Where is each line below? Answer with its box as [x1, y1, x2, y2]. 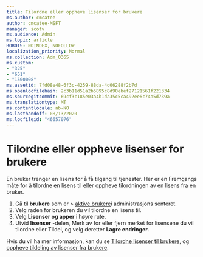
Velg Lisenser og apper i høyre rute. [15, 213, 106, 221]
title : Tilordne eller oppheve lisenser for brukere [6, 9, 143, 15]
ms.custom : [6, 60, 34, 66]
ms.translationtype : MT [6, 99, 67, 105]
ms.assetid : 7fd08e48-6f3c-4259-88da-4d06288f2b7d [6, 83, 137, 89]
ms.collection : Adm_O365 [6, 54, 69, 60]
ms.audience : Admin [6, 32, 56, 38]
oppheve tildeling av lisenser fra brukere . [6, 244, 109, 252]
